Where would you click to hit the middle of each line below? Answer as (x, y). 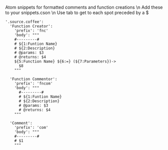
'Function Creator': (31, 26)
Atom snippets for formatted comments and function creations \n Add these (84, 7)
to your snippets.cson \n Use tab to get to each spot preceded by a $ (77, 13)
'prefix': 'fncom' (34, 84)
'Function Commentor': (34, 79)
